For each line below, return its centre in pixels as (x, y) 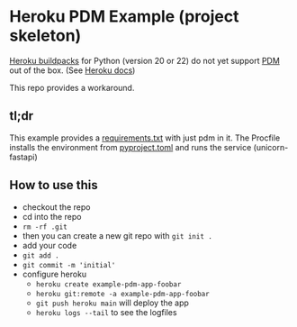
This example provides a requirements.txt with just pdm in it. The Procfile (145, 138)
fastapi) (23, 157)
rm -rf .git (45, 227)
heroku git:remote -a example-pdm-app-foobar (122, 294)
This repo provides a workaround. (72, 87)
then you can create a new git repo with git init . (117, 235)
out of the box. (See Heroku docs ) (72, 70)
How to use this (54, 185)
